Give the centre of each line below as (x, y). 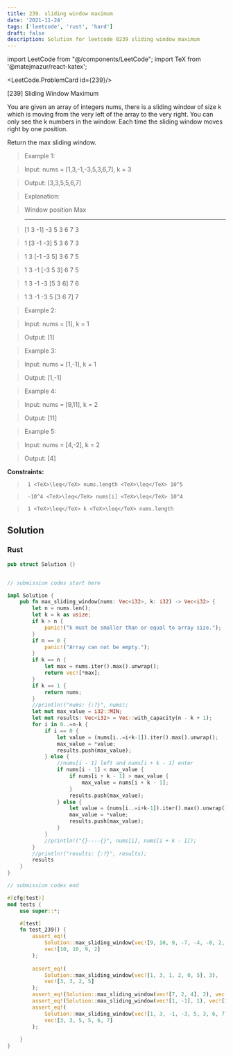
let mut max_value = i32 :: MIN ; (77, 712)
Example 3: (40, 351)
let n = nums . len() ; (62, 608)
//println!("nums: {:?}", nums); (80, 705)
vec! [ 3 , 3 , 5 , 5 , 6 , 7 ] (78, 1020)
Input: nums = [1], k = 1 (57, 324)
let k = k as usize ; (62, 615)
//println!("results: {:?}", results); (90, 854)
